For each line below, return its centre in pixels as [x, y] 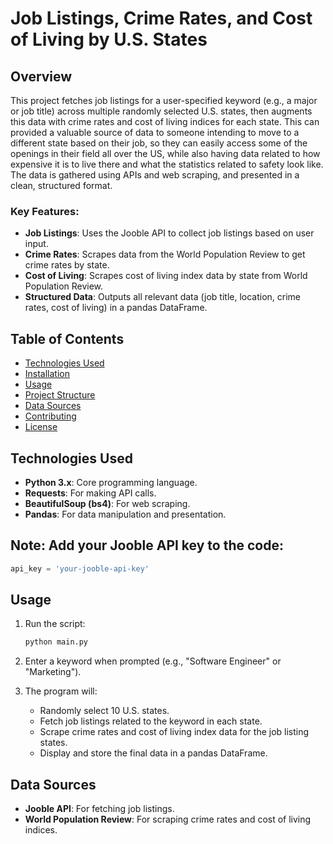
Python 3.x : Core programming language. [111, 482]
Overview [41, 76]
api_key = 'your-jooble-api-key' [80, 568]
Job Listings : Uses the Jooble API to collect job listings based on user [169, 233]
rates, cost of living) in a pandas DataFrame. [116, 308]
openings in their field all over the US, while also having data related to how [165, 153]
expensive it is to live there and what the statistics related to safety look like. [167, 164]
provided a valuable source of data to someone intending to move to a [155, 132]
